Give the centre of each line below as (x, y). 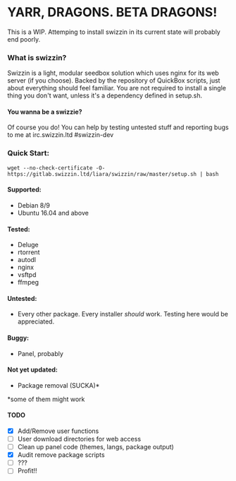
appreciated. (36, 321)
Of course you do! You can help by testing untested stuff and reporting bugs (118, 127)
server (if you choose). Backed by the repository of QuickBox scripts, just (114, 81)
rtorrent (29, 252)
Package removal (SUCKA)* (58, 385)
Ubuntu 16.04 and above (53, 213)
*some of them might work (46, 399)
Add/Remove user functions (58, 431)
